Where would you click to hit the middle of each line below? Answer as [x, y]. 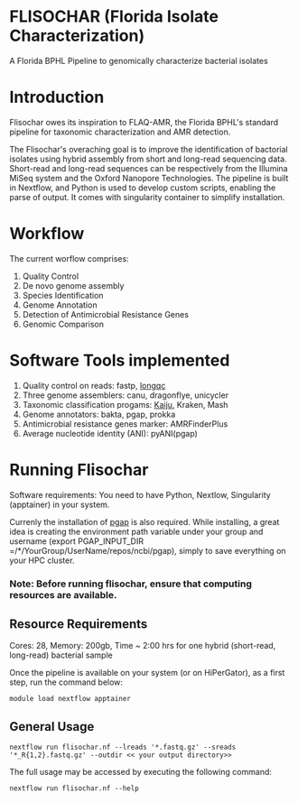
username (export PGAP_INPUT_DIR [77, 541]
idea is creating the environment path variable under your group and [136, 531]
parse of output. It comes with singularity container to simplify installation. [147, 197]
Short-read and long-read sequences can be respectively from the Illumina [149, 168]
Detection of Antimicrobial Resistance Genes [106, 314]
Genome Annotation [60, 305]
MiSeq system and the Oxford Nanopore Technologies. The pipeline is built [149, 178]
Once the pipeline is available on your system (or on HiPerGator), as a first [147, 673]
